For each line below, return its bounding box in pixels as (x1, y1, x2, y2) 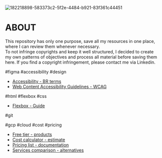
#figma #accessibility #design (5, 69, 67, 75)
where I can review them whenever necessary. (5, 43, 100, 49)
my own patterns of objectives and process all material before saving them (5, 54, 157, 60)
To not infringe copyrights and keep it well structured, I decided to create (5, 48, 154, 54)
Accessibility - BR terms (12, 78, 62, 84)
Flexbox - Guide (12, 103, 45, 109)
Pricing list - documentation (12, 142, 69, 148)
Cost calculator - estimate (12, 136, 65, 143)
